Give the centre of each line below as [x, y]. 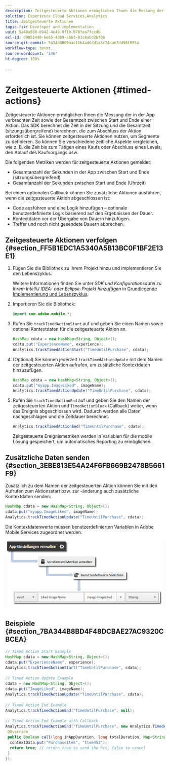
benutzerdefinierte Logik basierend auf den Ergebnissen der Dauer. [83, 214]
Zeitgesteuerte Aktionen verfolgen [61, 240]
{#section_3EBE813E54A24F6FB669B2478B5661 [85, 465]
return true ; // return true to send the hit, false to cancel [78, 748]
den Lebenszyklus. [32, 273]
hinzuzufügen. [28, 370]
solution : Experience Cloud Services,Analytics [56, 16]
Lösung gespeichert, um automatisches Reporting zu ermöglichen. [82, 442]
